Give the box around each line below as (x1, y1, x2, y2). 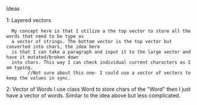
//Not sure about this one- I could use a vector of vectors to (27, 70, 191, 76)
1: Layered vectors (6, 17, 51, 23)
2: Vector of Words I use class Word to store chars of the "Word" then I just (6, 86, 191, 92)
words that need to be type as (6, 33, 84, 39)
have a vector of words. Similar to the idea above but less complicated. (6, 92, 181, 99)
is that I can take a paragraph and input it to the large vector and (11, 49, 191, 55)
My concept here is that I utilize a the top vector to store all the (11, 28, 191, 34)
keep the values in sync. (6, 75, 70, 81)
